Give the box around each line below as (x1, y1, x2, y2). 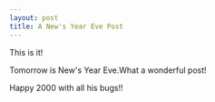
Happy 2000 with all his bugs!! (9, 82, 124, 93)
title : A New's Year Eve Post (9, 22, 124, 31)
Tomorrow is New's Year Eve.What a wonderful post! (9, 65, 207, 76)
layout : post (9, 13, 59, 23)
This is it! (9, 46, 44, 57)
